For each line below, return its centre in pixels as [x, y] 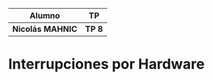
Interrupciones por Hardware [106, 65]
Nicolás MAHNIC [45, 29]
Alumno [45, 15]
